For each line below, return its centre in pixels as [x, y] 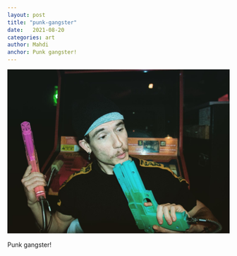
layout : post [26, 15]
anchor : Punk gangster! [42, 52]
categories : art [31, 37]
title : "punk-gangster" [42, 22]
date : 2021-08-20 [36, 30]
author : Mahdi [28, 45]
